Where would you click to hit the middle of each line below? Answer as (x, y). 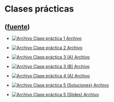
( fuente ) (17, 27)
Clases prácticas (39, 9)
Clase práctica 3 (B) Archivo (61, 66)
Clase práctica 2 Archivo (58, 48)
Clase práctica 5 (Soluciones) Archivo (71, 85)
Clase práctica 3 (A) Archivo (62, 57)
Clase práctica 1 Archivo (57, 38)
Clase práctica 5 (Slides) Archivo (66, 95)
